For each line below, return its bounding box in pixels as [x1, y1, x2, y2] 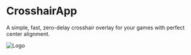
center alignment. [6, 30, 50, 37]
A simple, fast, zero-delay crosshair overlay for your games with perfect [6, 24, 185, 31]
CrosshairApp [6, 4, 77, 18]
